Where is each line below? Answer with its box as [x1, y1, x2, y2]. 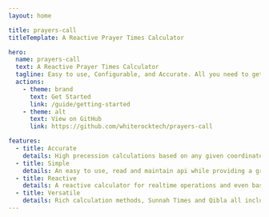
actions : [15, 78, 45, 86]
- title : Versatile [15, 189, 81, 197]
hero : [8, 48, 26, 56]
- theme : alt [22, 107, 66, 116]
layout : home [8, 11, 52, 20]
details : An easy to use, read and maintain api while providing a [22, 167, 252, 175]
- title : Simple [15, 159, 70, 167]
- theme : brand [22, 85, 74, 93]
